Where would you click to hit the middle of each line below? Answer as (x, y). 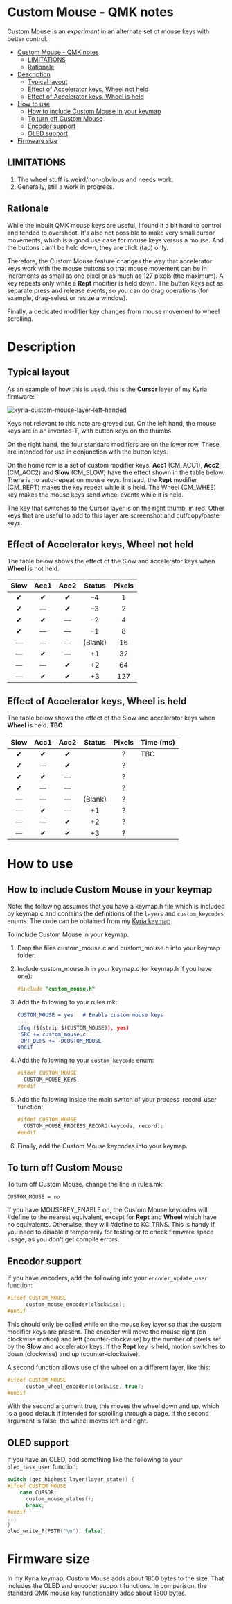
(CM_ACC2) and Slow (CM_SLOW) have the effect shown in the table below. (116, 472)
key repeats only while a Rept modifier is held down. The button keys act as (115, 283)
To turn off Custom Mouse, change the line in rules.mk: (86, 1184)
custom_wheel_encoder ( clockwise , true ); (84, 1387)
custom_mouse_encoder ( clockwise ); (75, 1305)
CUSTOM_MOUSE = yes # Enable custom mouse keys (90, 1015)
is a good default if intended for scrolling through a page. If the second (108, 1414)
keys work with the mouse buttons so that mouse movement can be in (107, 268)
